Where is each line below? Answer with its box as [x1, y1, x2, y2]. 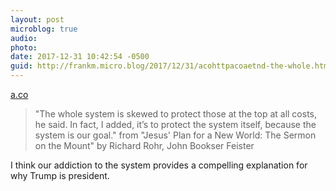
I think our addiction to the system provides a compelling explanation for [10, 159, 308, 171]
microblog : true [10, 24, 78, 34]
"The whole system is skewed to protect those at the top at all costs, [34, 108, 318, 120]
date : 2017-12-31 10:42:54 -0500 [10, 52, 150, 62]
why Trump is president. [10, 170, 110, 181]
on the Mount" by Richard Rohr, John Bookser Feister [34, 140, 255, 151]
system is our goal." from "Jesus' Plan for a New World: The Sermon [34, 129, 317, 141]
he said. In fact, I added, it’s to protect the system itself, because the [34, 119, 317, 130]
